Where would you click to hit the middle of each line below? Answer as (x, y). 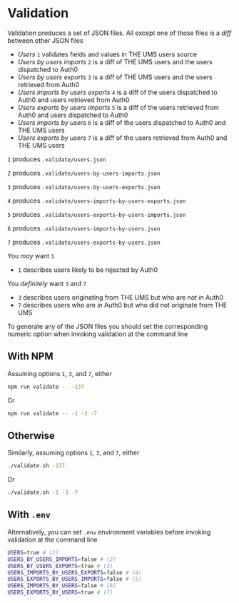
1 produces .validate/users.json (57, 159)
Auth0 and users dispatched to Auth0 (73, 115)
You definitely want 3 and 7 (47, 283)
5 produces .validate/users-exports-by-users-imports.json (97, 214)
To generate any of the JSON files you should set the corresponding (108, 326)
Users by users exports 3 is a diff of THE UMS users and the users (115, 77)
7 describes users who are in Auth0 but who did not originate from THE (122, 305)
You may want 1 (31, 255)
